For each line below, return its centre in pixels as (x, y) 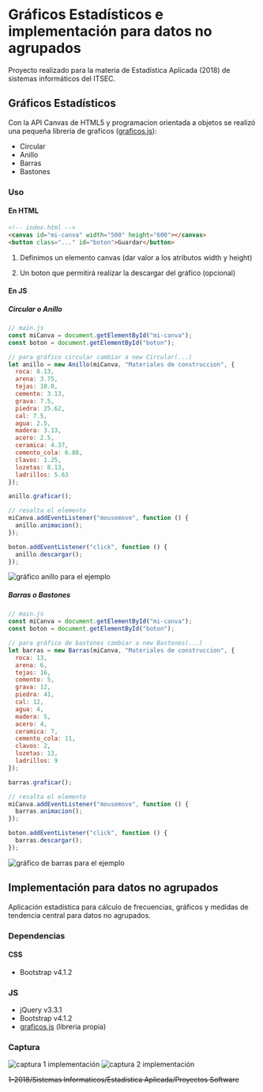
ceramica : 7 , (37, 731)
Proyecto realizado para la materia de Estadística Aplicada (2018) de (119, 70)
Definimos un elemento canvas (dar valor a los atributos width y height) (136, 257)
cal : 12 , (30, 702)
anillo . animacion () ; (49, 525)
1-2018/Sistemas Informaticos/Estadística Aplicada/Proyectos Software (124, 1080)
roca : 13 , (31, 658)
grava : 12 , (33, 687)
